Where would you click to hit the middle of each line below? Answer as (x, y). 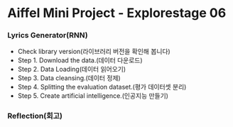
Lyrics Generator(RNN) (48, 35)
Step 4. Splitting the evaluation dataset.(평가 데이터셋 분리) (102, 87)
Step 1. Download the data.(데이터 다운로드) (80, 60)
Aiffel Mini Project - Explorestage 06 (117, 13)
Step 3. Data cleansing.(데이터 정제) (69, 78)
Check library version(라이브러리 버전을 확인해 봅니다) (94, 52)
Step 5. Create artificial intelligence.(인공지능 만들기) (93, 96)
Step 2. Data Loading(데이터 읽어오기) (72, 70)
